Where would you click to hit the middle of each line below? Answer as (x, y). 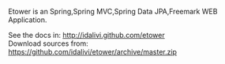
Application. (28, 20)
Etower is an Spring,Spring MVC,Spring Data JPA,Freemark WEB (113, 11)
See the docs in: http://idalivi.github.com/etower (86, 35)
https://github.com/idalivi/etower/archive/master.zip (93, 52)
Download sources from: (48, 43)
